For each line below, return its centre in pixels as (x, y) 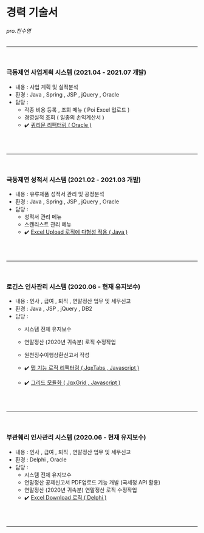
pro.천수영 (19, 30)
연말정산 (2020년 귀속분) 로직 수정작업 (70, 342)
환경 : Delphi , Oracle (41, 460)
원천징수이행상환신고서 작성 (57, 355)
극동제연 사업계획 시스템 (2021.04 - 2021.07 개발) (76, 72)
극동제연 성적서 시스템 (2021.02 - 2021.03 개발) (74, 180)
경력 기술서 (32, 12)
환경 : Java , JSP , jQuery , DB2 (54, 309)
